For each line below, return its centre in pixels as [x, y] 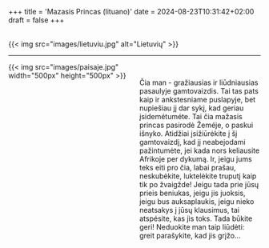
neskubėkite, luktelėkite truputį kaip [198, 176]
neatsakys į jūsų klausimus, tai [190, 210]
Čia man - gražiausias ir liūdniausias [199, 82]
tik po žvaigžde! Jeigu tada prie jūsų [199, 184]
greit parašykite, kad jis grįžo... [190, 236]
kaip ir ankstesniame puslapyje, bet [198, 100]
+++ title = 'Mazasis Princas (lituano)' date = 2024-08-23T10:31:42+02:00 [131, 12]
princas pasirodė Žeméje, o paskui [197, 125]
